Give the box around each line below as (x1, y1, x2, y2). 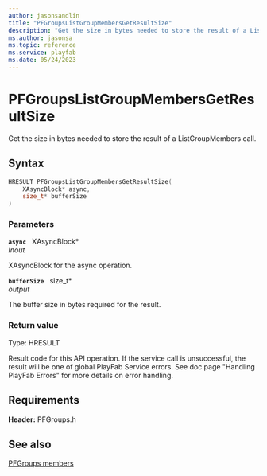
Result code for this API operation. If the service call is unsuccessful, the (8, 353, 246, 363)
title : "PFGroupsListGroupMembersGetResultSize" (8, 19, 172, 27)
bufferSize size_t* (8, 276, 72, 286)
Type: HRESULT (8, 337, 60, 347)
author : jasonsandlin (8, 11, 80, 20)
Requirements (8, 393, 79, 407)
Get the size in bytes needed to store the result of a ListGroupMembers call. (8, 133, 257, 143)
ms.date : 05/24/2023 (8, 57, 77, 64)
